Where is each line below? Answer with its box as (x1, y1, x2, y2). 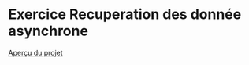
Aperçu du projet (8, 48, 63, 57)
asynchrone (8, 22, 89, 40)
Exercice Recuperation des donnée (8, 5, 242, 23)
